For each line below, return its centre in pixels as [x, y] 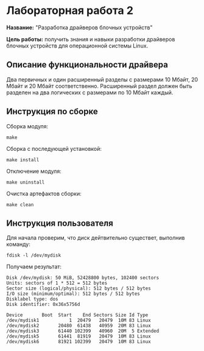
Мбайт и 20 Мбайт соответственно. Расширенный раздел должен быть [99, 86]
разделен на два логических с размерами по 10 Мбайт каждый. [90, 92]
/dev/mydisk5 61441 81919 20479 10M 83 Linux [79, 336]
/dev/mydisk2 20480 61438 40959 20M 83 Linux [79, 326]
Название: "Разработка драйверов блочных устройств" [79, 27]
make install [23, 160]
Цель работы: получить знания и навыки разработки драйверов [91, 39]
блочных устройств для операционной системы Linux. [77, 46]
